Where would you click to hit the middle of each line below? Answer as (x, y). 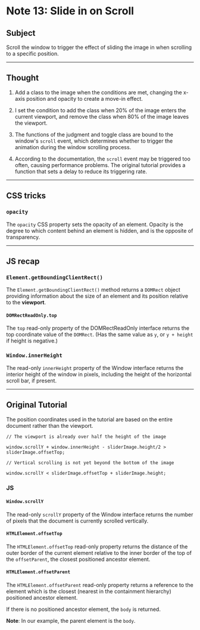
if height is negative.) (32, 341)
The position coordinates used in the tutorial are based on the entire (89, 419)
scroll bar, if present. (32, 381)
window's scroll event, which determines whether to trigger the (94, 141)
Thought (23, 78)
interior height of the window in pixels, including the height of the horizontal (99, 374)
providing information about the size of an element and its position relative (97, 296)
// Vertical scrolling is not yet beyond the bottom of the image (90, 463)
